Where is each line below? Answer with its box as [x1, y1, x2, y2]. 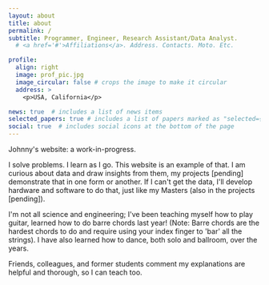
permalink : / [8, 26, 52, 34]
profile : [8, 56, 38, 64]
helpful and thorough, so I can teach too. [8, 267, 143, 277]
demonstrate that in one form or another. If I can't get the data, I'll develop [8, 177, 253, 187]
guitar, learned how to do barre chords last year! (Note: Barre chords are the [8, 218, 260, 227]
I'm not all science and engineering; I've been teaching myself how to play [8, 210, 254, 219]
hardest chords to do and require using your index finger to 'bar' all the [8, 227, 243, 236]
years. [8, 243, 30, 253]
